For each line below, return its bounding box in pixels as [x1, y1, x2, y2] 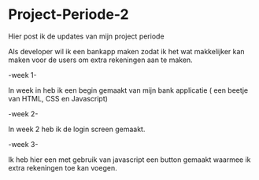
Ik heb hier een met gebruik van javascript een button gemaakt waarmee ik [8, 155, 251, 164]
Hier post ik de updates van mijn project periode [8, 31, 165, 41]
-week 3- [8, 139, 39, 149]
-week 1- [8, 70, 37, 79]
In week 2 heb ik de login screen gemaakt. [8, 124, 146, 134]
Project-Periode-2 [8, 6, 129, 24]
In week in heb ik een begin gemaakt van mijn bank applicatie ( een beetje [8, 85, 249, 95]
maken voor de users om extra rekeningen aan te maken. [8, 55, 193, 64]
